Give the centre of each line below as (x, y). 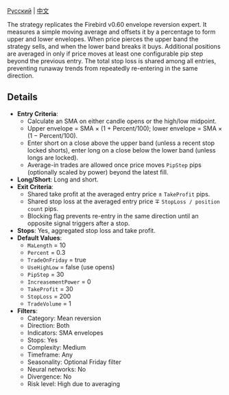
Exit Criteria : (35, 187)
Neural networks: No (57, 369)
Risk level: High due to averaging (74, 383)
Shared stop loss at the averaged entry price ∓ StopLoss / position (124, 201)
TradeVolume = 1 (49, 303)
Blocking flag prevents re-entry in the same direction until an (113, 216)
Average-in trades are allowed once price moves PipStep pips (114, 165)
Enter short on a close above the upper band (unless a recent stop (121, 143)
